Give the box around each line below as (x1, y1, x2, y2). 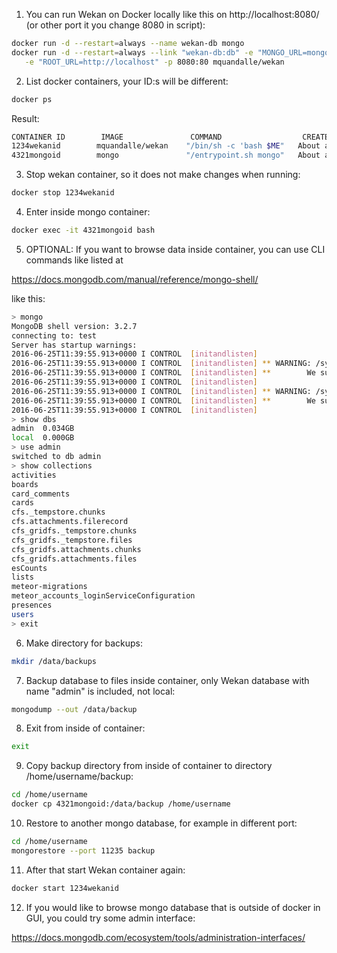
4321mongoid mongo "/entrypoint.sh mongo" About (11, 150, 321, 161)
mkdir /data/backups (11, 656, 98, 666)
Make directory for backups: (25, 637, 143, 649)
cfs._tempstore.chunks (11, 507, 106, 518)
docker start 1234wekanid (11, 883, 119, 893)
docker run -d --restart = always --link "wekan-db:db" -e (11, 47, 254, 58)
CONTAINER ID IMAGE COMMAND (11, 132, 223, 142)
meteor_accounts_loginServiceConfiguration (11, 591, 196, 601)
